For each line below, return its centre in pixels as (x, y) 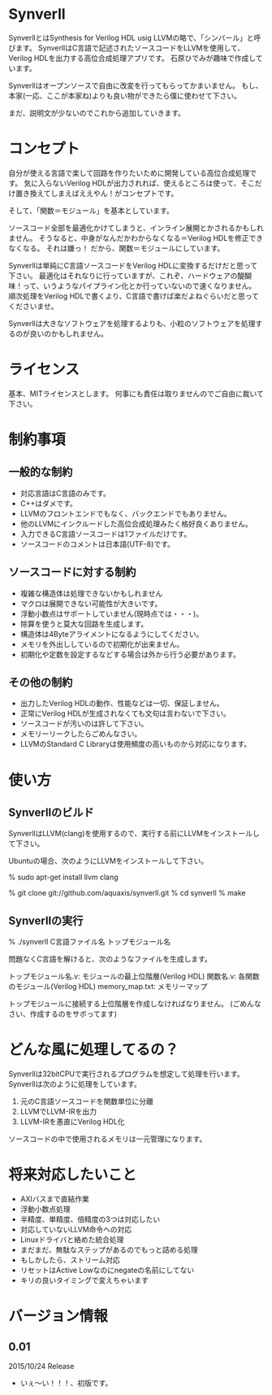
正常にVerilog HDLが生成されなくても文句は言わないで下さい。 (125, 713)
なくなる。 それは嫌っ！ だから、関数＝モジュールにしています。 (117, 248)
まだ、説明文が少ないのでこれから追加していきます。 (97, 113)
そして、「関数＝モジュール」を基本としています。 (91, 210)
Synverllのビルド (52, 813)
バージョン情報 (58, 1317)
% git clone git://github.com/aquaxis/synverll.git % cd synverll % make (127, 893)
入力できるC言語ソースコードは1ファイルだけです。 (106, 534)
